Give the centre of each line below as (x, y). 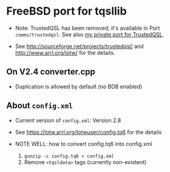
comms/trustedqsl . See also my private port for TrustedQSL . (90, 34)
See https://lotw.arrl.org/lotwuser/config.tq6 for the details (88, 132)
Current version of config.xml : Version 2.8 (68, 120)
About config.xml (39, 105)
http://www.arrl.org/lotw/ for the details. (65, 52)
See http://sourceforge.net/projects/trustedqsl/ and (79, 46)
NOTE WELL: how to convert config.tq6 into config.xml (83, 143)
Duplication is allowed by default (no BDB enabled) (79, 86)
